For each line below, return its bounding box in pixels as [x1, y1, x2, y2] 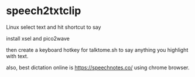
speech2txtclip [6, 4, 81, 18]
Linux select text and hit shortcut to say [6, 24, 101, 31]
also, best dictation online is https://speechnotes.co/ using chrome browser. [6, 63, 190, 71]
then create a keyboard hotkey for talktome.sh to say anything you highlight [6, 46, 189, 53]
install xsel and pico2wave [6, 35, 70, 42]
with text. [6, 52, 29, 59]
